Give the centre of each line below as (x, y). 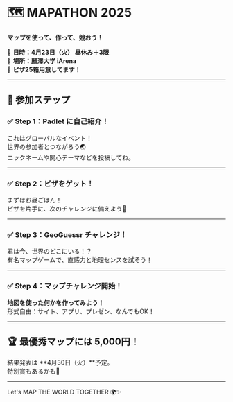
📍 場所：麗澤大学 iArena (42, 61)
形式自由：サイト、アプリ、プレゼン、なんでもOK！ (81, 311)
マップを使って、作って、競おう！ (55, 37)
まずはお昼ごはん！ (35, 200)
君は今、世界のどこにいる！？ (50, 251)
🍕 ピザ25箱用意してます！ (44, 69)
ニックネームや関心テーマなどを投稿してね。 (71, 157)
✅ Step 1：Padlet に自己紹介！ (58, 121)
